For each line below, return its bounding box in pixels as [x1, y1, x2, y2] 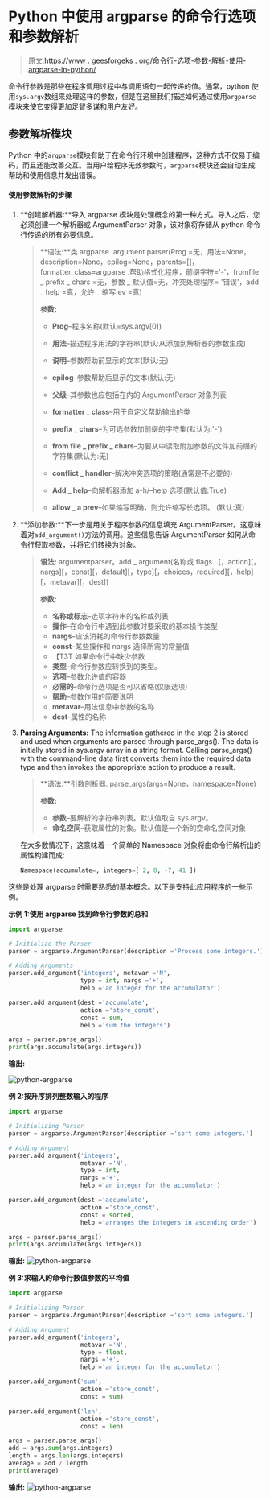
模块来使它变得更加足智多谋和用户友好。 [8, 101, 142, 111]
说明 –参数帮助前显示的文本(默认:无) [51, 355, 169, 365]
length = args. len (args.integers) [8, 1452, 125, 1460]
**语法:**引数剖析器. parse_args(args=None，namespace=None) [39, 779, 257, 788]
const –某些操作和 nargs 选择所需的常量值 [51, 641, 190, 651]
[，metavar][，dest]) [39, 576, 109, 586]
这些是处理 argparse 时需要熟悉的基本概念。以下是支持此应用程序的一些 [8, 882, 247, 891]
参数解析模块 [8, 127, 72, 141]
